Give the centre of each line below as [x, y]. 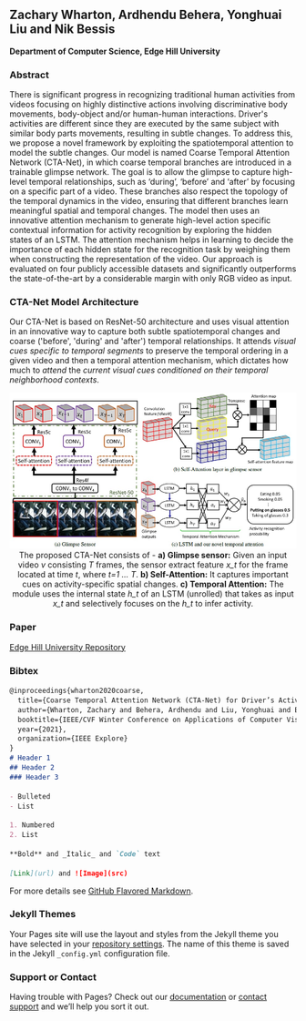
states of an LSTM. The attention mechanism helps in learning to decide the [152, 240]
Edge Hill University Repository [67, 647]
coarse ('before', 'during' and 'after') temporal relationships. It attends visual [153, 342]
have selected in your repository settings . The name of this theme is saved [149, 944]
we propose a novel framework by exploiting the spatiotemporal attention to [152, 143]
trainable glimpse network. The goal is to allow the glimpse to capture [140, 172]
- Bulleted [30, 796]
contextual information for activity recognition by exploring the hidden [141, 230]
